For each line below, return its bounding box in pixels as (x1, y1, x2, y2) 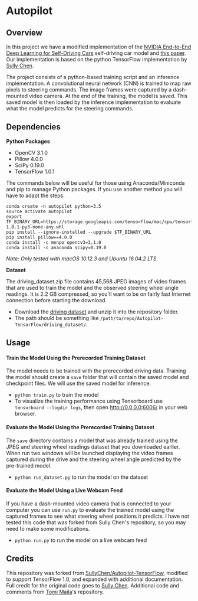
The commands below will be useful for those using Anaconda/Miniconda (6, 179, 185, 187)
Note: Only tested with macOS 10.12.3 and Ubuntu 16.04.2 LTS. (6, 255, 159, 262)
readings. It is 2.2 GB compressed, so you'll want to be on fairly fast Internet (6, 290, 191, 298)
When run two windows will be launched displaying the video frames (6, 449, 173, 456)
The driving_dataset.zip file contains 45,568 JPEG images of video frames (6, 277, 186, 285)
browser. (14, 410, 37, 417)
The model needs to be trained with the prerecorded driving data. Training (6, 367, 186, 374)
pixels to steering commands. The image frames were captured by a (6, 86, 172, 93)
